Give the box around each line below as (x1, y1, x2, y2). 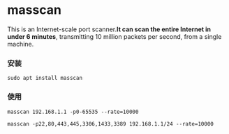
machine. (7, 40, 34, 48)
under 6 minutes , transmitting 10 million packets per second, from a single (7, 32, 222, 40)
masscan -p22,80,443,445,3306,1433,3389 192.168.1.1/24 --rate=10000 (7, 120, 214, 127)
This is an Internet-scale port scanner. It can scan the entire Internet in (7, 25, 212, 33)
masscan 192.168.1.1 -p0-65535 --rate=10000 (7, 108, 139, 115)
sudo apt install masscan (7, 75, 82, 82)
